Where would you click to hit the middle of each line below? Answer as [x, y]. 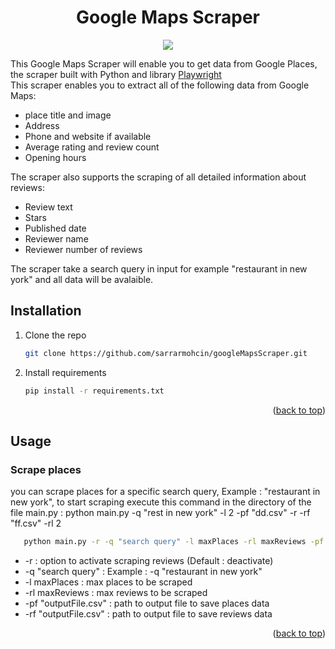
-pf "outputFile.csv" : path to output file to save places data [147, 603]
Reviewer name [56, 238]
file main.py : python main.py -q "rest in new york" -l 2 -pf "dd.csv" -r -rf [160, 513]
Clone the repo [55, 335]
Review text [48, 207]
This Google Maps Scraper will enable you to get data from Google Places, [164, 63]
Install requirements [65, 372]
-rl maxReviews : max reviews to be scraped [116, 593]
